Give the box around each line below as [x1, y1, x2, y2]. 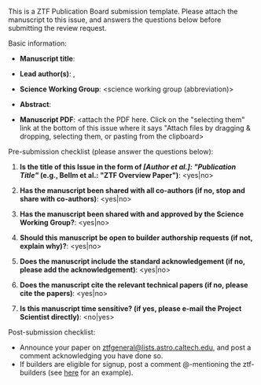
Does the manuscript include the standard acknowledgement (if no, [19, 257, 245, 266]
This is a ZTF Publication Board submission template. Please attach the [8, 7, 238, 16]
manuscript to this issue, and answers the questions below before [8, 15, 222, 24]
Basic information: [8, 39, 67, 48]
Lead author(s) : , [19, 69, 75, 78]
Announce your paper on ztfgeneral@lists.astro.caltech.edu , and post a [19, 342, 252, 352]
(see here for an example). [47, 368, 134, 377]
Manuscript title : [19, 54, 75, 63]
